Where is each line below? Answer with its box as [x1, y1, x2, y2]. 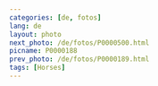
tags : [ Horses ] [9, 64, 66, 73]
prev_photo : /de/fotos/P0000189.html [9, 55, 150, 64]
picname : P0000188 [9, 47, 78, 56]
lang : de [9, 21, 42, 30]
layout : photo [9, 30, 62, 39]
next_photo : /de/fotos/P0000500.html [9, 38, 150, 47]
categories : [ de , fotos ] [9, 13, 102, 22]
